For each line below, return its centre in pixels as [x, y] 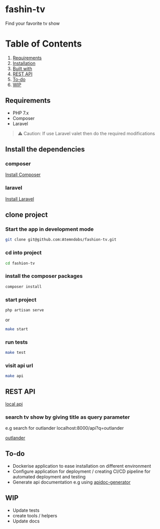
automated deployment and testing [49, 476]
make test [16, 352]
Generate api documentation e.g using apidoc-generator [71, 482]
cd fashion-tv [20, 263]
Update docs [26, 521]
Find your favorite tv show [32, 23]
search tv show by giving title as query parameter [68, 417]
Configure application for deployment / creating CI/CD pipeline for [82, 471]
